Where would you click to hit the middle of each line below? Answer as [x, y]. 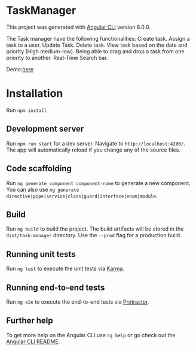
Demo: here [20, 69]
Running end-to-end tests [56, 287]
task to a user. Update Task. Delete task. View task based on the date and [97, 45]
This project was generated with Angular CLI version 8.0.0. [79, 27]
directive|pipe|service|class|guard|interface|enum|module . [82, 196]
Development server [45, 129]
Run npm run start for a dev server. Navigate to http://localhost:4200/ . [96, 143]
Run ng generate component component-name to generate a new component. [99, 183]
